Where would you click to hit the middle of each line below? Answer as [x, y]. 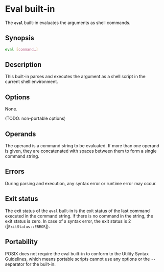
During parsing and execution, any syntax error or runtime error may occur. [81, 183]
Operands [21, 134]
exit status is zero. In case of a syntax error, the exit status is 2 [68, 221]
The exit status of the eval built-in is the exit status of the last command [78, 211]
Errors [15, 172]
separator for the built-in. [30, 264]
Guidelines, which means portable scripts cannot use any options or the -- [80, 259]
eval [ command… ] [22, 49]
